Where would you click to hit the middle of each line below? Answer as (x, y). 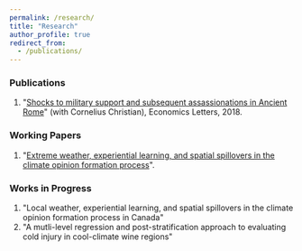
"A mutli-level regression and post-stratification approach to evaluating (154, 228)
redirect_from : (38, 43)
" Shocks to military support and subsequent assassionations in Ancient (155, 102)
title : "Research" (44, 26)
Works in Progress (50, 188)
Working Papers (46, 135)
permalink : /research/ (52, 18)
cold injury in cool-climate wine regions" (97, 237)
